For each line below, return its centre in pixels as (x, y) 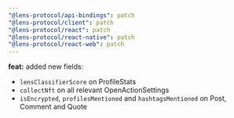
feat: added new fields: (46, 66)
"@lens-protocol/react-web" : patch (66, 45)
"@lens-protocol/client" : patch (61, 23)
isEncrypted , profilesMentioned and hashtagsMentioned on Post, (123, 98)
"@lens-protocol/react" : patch (59, 30)
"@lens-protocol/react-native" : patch (71, 37)
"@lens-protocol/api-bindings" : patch (71, 15)
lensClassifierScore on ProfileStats (78, 82)
